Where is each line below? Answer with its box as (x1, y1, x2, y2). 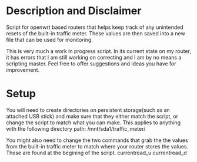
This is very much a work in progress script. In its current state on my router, (6, 47, 192, 54)
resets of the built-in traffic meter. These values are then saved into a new (6, 29, 185, 37)
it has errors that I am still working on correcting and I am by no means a (6, 54, 182, 61)
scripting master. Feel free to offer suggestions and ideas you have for (6, 60, 176, 67)
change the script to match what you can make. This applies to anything (6, 119, 181, 126)
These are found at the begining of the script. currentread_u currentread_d (6, 149, 187, 156)
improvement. (6, 66, 40, 73)
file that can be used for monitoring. (6, 36, 93, 43)
